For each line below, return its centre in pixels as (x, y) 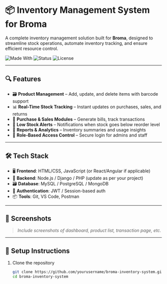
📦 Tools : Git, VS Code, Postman (46, 196)
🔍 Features (23, 79)
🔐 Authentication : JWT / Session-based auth (59, 191)
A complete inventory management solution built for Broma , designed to (79, 38)
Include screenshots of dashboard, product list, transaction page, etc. (89, 231)
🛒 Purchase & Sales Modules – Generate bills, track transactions (79, 119)
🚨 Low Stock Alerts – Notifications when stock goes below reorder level (86, 124)
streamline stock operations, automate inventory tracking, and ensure (76, 43)
